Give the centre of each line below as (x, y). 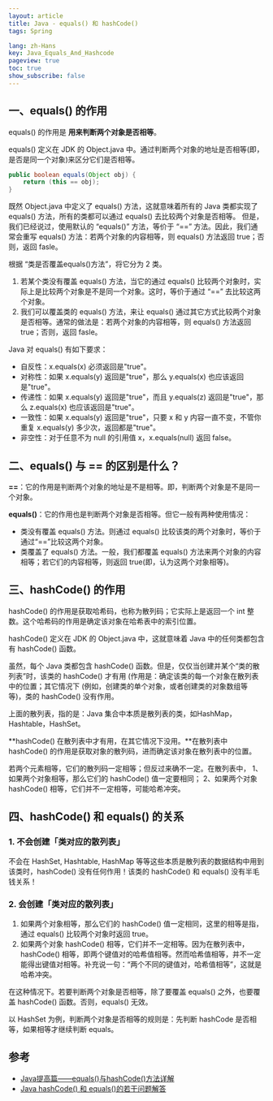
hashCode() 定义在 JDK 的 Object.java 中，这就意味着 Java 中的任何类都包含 (136, 638)
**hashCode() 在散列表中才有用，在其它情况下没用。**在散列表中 (118, 740)
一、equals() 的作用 (58, 111)
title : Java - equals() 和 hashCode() (74, 24)
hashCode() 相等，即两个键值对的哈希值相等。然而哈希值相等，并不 (134, 954)
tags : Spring (30, 31)
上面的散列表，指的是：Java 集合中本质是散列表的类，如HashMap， (123, 713)
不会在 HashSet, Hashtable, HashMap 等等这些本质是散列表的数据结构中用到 (136, 861)
